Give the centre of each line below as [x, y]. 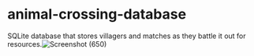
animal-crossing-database [97, 14]
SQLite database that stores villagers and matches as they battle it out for [127, 36]
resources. [25, 44]
